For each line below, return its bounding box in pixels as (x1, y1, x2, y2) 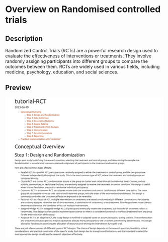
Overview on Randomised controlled (5, 4, 161, 15)
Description (5, 34, 43, 43)
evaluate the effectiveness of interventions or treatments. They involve (5, 53, 152, 59)
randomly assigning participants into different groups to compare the (5, 58, 148, 64)
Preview (5, 84, 32, 92)
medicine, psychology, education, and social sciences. (5, 69, 119, 75)
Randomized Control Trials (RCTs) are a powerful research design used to (5, 48, 158, 53)
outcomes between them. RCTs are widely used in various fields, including (5, 64, 160, 69)
